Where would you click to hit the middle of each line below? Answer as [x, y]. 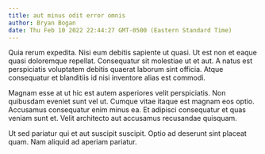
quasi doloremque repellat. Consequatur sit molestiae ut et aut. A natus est [130, 61]
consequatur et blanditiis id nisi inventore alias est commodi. [107, 78]
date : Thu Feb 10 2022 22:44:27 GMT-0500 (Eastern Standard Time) [120, 30]
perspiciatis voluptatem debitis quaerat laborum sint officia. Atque [116, 69]
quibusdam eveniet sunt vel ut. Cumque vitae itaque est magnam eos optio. [132, 101]
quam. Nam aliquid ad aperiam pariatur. [73, 142]
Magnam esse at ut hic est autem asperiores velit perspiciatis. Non [117, 93]
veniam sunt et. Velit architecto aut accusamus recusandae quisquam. [123, 118]
